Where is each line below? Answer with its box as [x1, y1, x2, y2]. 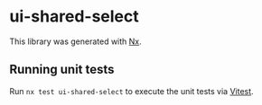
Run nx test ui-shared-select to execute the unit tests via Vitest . [9, 85, 255, 96]
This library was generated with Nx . [9, 36, 142, 47]
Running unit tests [9, 62, 115, 77]
